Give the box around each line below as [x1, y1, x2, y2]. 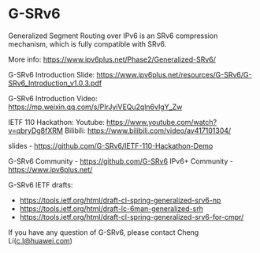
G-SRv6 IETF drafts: [8, 179, 73, 190]
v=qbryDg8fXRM [8, 126, 63, 135]
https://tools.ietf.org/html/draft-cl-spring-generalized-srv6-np [19, 195, 221, 205]
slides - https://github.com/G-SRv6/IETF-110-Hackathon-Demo [8, 141, 214, 150]
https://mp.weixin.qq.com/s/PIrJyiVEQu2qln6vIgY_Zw [8, 102, 183, 111]
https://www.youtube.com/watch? [106, 117, 217, 126]
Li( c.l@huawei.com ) [8, 236, 73, 245]
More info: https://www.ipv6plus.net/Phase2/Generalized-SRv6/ [8, 55, 217, 64]
